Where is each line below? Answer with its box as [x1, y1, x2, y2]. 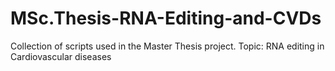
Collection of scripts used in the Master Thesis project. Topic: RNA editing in [10, 40, 325, 52]
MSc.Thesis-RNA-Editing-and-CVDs [10, 7, 322, 30]
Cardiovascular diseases [10, 50, 112, 62]
